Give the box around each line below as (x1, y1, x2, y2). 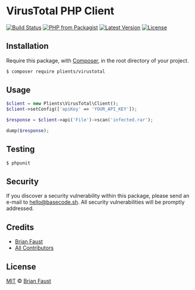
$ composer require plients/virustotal (6, 68, 106, 74)
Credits (6, 222, 35, 232)
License (6, 261, 36, 272)
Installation (6, 41, 49, 51)
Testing (6, 144, 35, 154)
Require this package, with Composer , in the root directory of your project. (6, 57, 189, 64)
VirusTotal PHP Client (6, 4, 114, 18)
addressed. (6, 205, 34, 212)
